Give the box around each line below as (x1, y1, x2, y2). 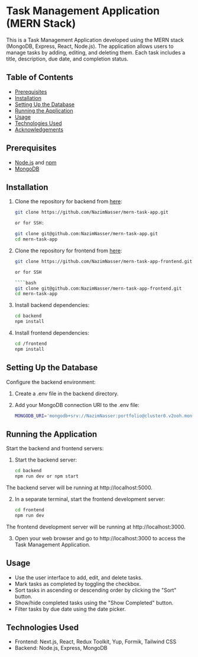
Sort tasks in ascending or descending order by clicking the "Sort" (14, 587, 177, 594)
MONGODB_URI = (14, 413, 47, 419)
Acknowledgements (14, 126, 64, 133)
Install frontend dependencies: (14, 329, 90, 336)
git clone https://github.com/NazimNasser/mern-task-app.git (14, 209, 169, 216)
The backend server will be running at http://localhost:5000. (6, 484, 152, 491)
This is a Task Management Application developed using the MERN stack (6, 36, 184, 43)
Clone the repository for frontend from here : (14, 247, 122, 254)
